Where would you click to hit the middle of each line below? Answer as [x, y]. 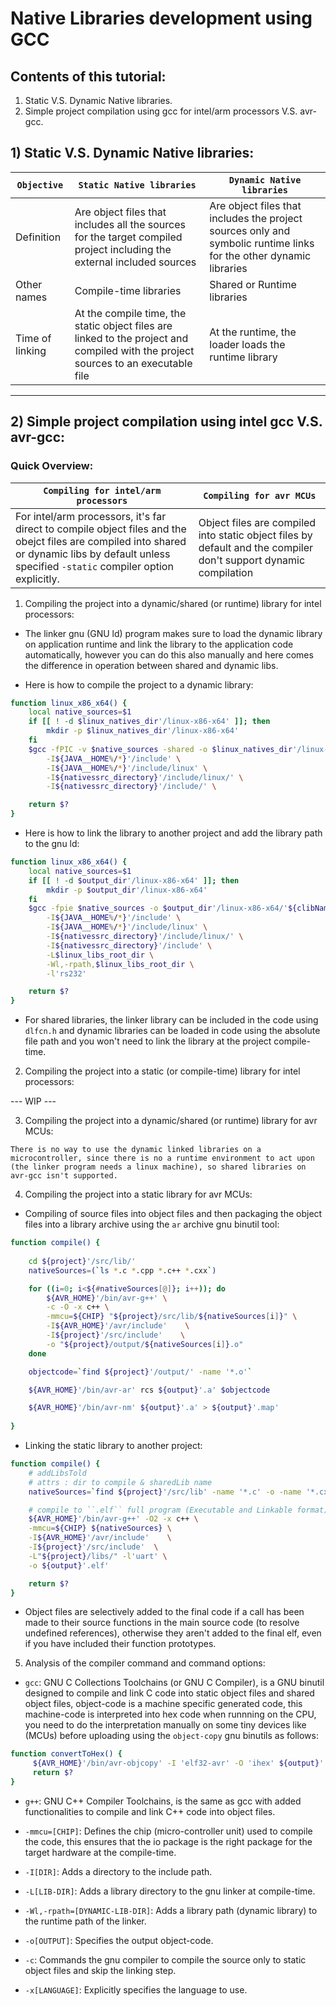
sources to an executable [133, 363]
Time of [33, 338]
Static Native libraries [137, 185]
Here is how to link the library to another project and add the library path [173, 833]
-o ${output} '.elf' [69, 1565]
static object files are [123, 325]
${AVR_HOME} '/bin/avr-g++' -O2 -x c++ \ [113, 1519]
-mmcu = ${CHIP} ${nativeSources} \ [100, 1528]
